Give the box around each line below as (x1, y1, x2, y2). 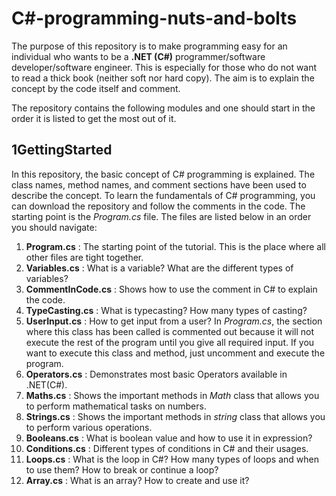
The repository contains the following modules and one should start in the (11, 102, 316, 114)
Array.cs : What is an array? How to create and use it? (25, 474, 250, 486)
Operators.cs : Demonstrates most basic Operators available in (25, 368, 288, 380)
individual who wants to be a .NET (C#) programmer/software (11, 50, 266, 62)
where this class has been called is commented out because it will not (25, 325, 314, 337)
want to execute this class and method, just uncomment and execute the (25, 347, 326, 359)
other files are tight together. (25, 251, 144, 263)
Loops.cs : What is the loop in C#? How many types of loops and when (25, 453, 319, 465)
